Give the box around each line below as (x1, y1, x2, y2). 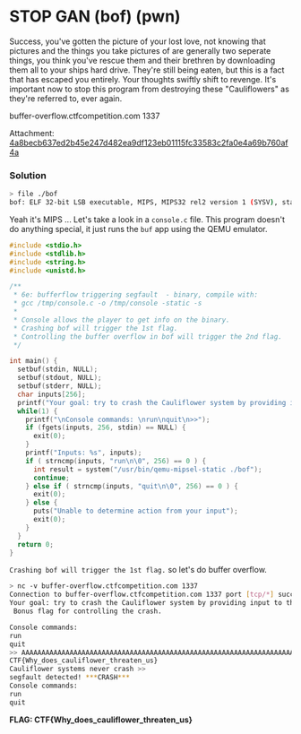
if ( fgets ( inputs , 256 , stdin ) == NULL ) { (25, 423, 186, 432)
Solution (9, 168, 47, 181)
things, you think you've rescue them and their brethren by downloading (9, 55, 276, 65)
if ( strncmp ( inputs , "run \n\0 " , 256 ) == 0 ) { (25, 456, 207, 465)
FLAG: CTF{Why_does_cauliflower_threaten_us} (9, 714, 193, 725)
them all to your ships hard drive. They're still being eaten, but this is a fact (9, 65, 285, 75)
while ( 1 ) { (17, 406, 58, 416)
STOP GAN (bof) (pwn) (9, 6, 181, 27)
